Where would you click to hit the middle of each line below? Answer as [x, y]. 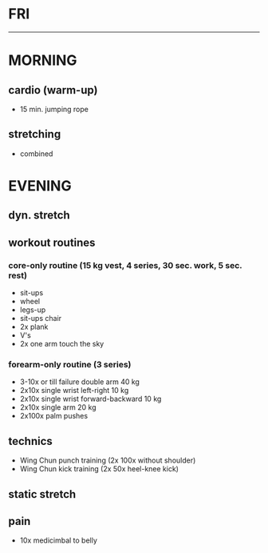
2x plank [34, 327]
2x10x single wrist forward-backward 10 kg [91, 399]
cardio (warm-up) [53, 90]
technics [31, 441]
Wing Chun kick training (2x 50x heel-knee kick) [99, 469]
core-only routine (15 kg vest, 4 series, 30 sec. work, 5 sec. [125, 265]
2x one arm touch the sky [62, 344]
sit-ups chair [41, 319]
